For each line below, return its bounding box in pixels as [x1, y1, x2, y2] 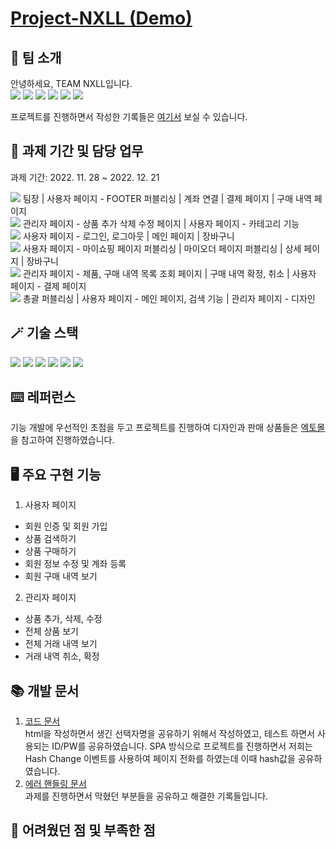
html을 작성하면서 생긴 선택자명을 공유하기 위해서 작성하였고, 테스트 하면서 [24, 728, 316, 740]
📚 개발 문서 [10, 682, 80, 699]
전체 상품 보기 [24, 625, 79, 637]
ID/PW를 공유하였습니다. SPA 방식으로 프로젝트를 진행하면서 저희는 [51, 740, 313, 752]
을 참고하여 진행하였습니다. [10, 434, 115, 446]
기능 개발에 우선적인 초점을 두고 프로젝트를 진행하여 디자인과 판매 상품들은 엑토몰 [10, 422, 326, 434]
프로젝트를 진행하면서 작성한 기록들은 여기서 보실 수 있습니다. [10, 111, 248, 122]
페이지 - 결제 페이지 [10, 280, 87, 292]
